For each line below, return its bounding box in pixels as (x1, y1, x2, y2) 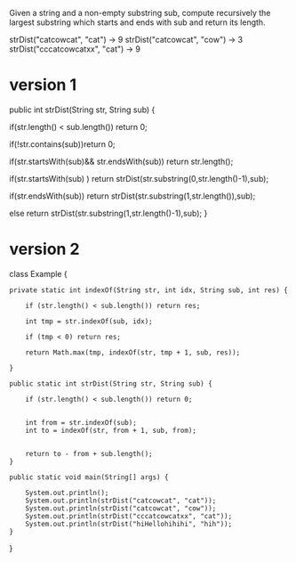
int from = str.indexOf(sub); (25, 418, 138, 427)
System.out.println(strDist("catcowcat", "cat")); (25, 496, 217, 505)
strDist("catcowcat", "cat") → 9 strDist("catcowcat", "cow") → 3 (9, 35, 243, 45)
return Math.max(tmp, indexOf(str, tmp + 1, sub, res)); (25, 347, 241, 357)
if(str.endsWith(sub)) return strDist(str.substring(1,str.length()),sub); (9, 191, 256, 201)
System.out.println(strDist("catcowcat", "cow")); (25, 503, 217, 513)
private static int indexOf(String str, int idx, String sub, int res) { (9, 285, 289, 295)
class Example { (9, 268, 68, 279)
